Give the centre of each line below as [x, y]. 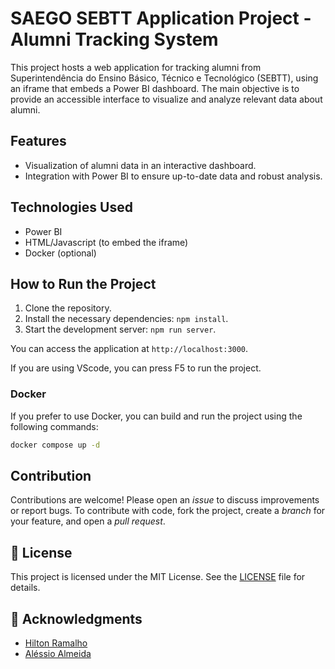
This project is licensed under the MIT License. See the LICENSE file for [158, 577]
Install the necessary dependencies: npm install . [126, 319]
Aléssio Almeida [58, 653]
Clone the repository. [68, 308]
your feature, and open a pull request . [88, 521]
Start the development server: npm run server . [120, 329]
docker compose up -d [55, 445]
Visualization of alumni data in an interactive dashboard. [140, 165]
